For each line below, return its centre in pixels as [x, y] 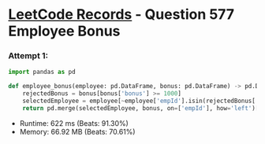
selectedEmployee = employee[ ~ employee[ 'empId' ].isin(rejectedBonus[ [139, 101]
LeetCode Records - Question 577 [121, 15]
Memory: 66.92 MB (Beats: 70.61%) [77, 131]
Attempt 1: [28, 56]
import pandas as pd [42, 72]
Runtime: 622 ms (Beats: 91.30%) [74, 123]
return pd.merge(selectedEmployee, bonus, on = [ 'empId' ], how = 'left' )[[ [142, 108]
